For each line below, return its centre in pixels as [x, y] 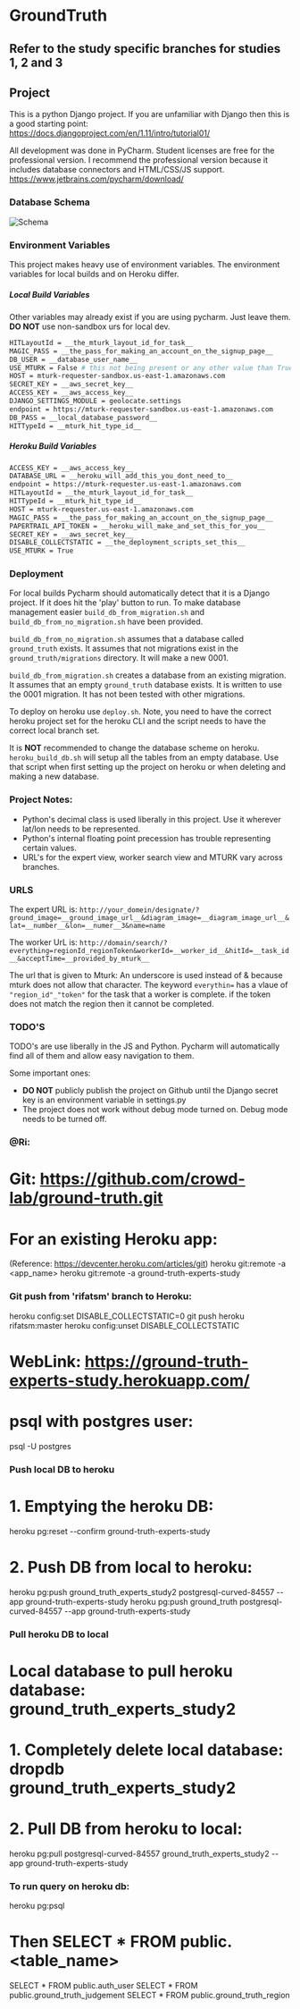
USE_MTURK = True [42, 551]
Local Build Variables [50, 294]
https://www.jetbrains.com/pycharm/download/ [97, 179]
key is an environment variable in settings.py [104, 1100]
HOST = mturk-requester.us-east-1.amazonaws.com [101, 509]
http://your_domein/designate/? [139, 910]
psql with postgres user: [101, 1422]
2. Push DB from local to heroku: [131, 1567]
